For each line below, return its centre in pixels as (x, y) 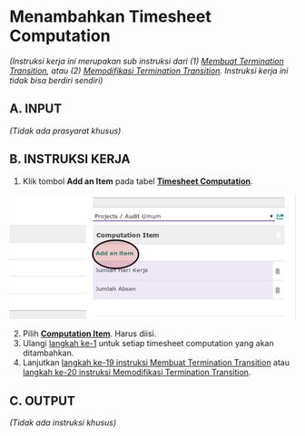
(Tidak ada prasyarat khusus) (65, 131)
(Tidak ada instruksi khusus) (63, 422)
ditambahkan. (48, 353)
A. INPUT (35, 109)
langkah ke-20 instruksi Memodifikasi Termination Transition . (137, 373)
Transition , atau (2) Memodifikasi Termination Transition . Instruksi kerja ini (149, 71)
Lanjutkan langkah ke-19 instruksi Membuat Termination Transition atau (156, 363)
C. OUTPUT (42, 401)
